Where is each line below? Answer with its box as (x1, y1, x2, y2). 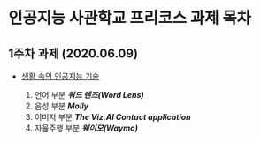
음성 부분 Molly (34, 101, 89, 111)
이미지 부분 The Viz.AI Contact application (34, 112, 191, 122)
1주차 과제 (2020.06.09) (8, 46, 139, 61)
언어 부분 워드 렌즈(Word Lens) (34, 90, 144, 100)
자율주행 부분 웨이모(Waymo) (34, 123, 139, 133)
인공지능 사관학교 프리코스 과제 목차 (8, 8, 251, 28)
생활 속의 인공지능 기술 (20, 71, 100, 81)
